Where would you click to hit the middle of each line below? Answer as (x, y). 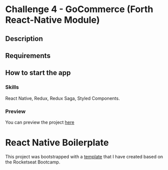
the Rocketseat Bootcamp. (33, 162)
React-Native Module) (53, 20)
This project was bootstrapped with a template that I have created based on (84, 156)
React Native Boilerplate (57, 143)
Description (24, 39)
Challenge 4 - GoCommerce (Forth (79, 9)
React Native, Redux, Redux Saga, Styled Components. (62, 98)
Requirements (28, 56)
